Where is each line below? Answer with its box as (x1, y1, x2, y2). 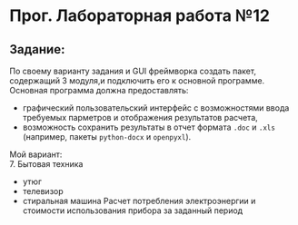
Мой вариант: (9, 149, 63, 160)
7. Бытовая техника (9, 159, 84, 169)
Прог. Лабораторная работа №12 (9, 5, 271, 26)
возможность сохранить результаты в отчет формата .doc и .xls (22, 122, 275, 132)
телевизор (22, 186, 64, 196)
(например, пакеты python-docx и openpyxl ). (22, 132, 192, 142)
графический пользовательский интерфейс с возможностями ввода (22, 103, 290, 113)
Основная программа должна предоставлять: (9, 85, 189, 95)
